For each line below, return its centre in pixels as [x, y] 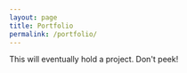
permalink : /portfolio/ [53, 34]
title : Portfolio [41, 26]
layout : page [33, 17]
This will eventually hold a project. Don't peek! [94, 60]
